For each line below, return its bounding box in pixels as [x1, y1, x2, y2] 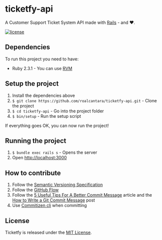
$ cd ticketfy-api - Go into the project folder [12, 108, 104, 114]
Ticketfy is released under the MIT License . [5, 230, 92, 235]
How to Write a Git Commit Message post [12, 197, 95, 203]
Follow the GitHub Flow [12, 187, 59, 193]
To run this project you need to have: [5, 56, 79, 62]
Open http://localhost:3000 [12, 155, 67, 161]
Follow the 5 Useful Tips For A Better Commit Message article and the [12, 192, 152, 198]
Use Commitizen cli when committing [12, 203, 87, 208]
